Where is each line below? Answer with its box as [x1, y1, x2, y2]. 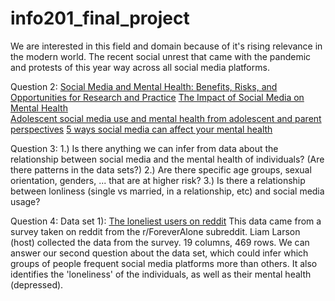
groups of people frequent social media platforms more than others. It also [10, 257, 318, 269]
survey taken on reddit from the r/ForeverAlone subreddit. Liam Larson [10, 225, 301, 237]
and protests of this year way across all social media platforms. [10, 61, 270, 73]
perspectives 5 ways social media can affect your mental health [10, 123, 273, 135]
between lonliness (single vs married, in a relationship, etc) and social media [10, 185, 325, 197]
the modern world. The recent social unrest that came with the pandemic [10, 50, 312, 62]
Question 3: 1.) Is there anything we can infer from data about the [10, 142, 279, 154]
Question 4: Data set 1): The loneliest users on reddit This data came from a [10, 215, 322, 227]
